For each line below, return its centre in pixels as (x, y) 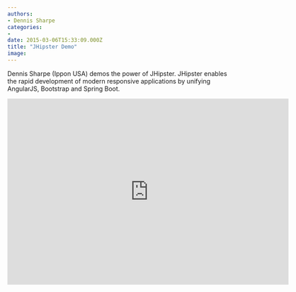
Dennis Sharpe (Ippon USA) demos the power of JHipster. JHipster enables (118, 73)
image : (17, 54)
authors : (20, 14)
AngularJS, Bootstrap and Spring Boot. (64, 89)
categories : (25, 27)
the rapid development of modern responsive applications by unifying (109, 81)
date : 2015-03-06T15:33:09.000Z (55, 40)
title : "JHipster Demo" (42, 47)
